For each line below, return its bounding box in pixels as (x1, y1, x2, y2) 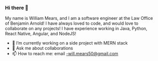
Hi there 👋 (5, 4, 29, 11)
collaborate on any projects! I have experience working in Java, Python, (5, 26, 147, 31)
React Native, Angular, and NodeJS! (5, 31, 76, 37)
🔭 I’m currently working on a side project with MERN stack (12, 40, 128, 46)
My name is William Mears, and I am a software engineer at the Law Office (5, 15, 153, 21)
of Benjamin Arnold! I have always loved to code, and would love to (5, 20, 139, 26)
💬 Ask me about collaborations (12, 46, 73, 51)
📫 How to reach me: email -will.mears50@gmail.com (12, 51, 118, 57)
